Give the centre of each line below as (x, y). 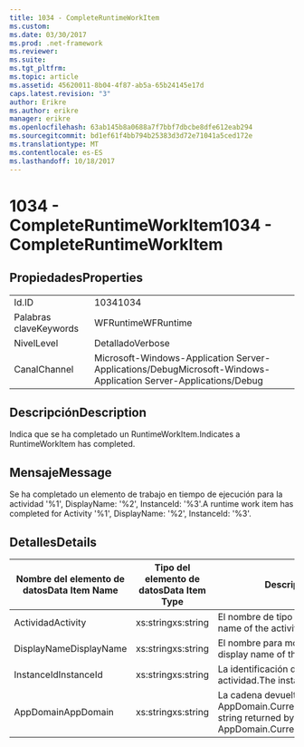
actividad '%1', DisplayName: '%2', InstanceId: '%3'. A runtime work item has (152, 504)
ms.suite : (28, 60)
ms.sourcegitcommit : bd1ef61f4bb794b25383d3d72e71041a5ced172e (131, 136)
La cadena (240, 694)
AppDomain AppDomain (64, 712)
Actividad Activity (50, 622)
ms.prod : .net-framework (56, 43)
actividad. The (247, 680)
